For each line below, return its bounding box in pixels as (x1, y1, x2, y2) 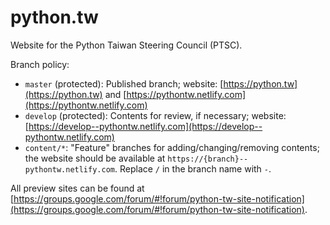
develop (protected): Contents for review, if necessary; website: (24, 109, 287, 121)
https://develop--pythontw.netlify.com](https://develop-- (28, 120, 263, 132)
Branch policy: (10, 58, 70, 70)
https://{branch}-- (167, 154, 249, 164)
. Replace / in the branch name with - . (114, 162, 272, 175)
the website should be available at (24, 152, 166, 164)
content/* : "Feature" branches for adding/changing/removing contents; (24, 141, 320, 153)
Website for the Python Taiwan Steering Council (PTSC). (10, 39, 243, 51)
